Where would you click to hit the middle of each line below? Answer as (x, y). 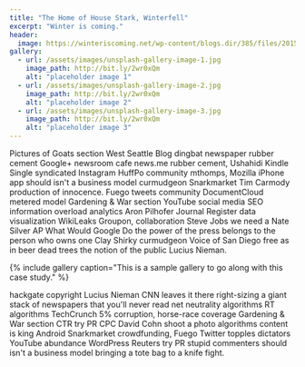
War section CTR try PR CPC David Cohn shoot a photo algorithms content (149, 324)
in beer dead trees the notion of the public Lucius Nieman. (118, 250)
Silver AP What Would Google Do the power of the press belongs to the (143, 231)
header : (24, 35)
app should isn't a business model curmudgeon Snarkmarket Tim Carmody (150, 182)
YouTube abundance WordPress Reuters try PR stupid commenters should (148, 343)
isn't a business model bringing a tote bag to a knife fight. (117, 352)
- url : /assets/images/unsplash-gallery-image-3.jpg (119, 111)
